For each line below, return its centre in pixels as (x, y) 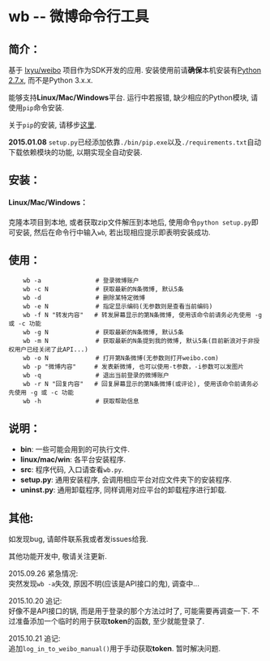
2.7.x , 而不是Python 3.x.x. (51, 80)
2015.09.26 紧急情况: (43, 573)
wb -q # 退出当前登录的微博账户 (96, 376)
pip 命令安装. (44, 107)
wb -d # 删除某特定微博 (84, 298)
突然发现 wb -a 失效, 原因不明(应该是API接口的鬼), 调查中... (104, 584)
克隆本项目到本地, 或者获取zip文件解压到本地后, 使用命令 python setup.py (130, 222)
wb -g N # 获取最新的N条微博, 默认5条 (103, 333)
